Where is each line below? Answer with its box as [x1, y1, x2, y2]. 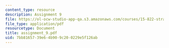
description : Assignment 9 [5, 12, 62, 17]
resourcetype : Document [5, 26, 55, 31]
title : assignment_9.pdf [5, 30, 57, 35]
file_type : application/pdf [5, 21, 64, 26]
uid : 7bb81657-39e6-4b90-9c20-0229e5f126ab [5, 35, 98, 40]
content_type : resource [5, 7, 55, 12]
